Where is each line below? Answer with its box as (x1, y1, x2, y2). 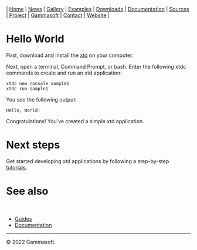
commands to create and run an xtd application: (6, 69, 122, 76)
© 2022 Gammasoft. (6, 238, 56, 245)
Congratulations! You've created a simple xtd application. (6, 117, 145, 124)
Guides (14, 215, 32, 222)
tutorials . (6, 164, 28, 171)
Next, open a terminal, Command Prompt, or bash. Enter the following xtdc (6, 63, 186, 70)
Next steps (6, 138, 60, 152)
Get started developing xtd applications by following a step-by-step (6, 157, 169, 164)
